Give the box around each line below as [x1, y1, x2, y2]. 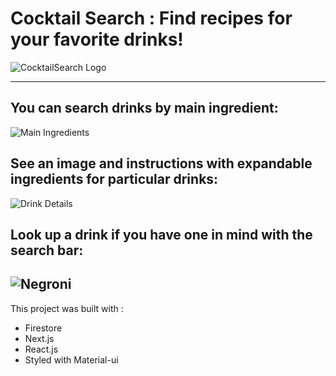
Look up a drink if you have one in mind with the [10, 226, 313, 243]
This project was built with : [10, 302, 124, 314]
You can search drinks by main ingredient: [10, 100, 279, 117]
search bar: [10, 242, 84, 259]
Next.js [24, 332, 55, 344]
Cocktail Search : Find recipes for [10, 7, 293, 30]
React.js [24, 343, 59, 355]
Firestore [24, 322, 63, 334]
